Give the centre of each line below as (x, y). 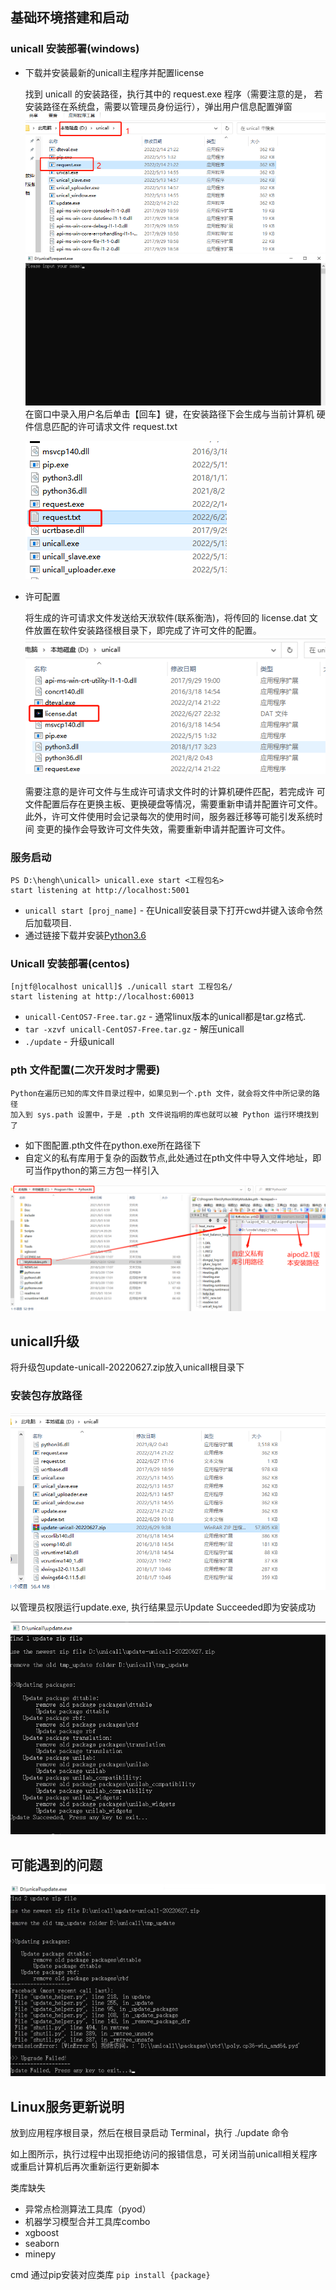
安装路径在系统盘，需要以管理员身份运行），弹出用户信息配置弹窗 (158, 106)
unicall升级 (45, 1341)
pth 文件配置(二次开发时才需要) (85, 1070)
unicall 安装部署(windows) (75, 49)
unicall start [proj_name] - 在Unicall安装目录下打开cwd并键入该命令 (169, 910)
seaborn (42, 2244)
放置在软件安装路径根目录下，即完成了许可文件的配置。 (147, 630)
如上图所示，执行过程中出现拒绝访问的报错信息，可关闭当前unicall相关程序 (164, 2154)
